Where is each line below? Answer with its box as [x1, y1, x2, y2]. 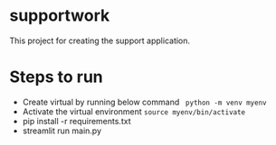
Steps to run [9, 67, 104, 87]
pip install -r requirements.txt [22, 115, 131, 126]
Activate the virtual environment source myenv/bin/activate [22, 105, 246, 117]
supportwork [9, 5, 110, 26]
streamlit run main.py [22, 125, 102, 136]
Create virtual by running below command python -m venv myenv [22, 96, 267, 107]
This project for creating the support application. [9, 35, 191, 46]
